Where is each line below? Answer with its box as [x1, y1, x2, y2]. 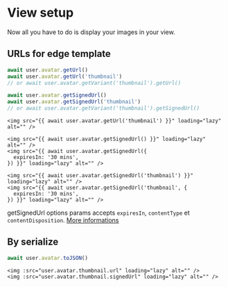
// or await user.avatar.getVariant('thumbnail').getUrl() [7, 79, 182, 86]
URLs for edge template [7, 48, 111, 60]
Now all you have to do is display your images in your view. [7, 28, 175, 36]
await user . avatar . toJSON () [7, 254, 89, 261]
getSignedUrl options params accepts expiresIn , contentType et [7, 208, 190, 217]
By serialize [7, 236, 59, 248]
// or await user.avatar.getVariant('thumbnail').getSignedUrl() [7, 105, 200, 112]
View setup [7, 5, 74, 21]
